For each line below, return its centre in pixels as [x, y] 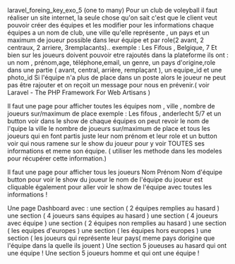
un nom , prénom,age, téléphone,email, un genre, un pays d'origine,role [112, 62]
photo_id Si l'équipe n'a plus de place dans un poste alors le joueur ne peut [116, 77]
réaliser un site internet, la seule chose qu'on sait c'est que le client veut [112, 18]
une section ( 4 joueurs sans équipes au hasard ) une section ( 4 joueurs [113, 215]
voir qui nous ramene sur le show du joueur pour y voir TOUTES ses [106, 143]
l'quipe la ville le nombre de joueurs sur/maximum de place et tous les [109, 128]
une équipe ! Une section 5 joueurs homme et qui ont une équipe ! [103, 253]
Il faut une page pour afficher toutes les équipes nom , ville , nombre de [111, 106]
